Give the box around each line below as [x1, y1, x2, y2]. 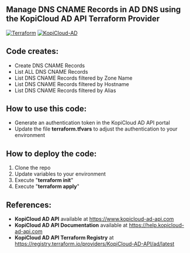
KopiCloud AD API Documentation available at [14, 222, 128, 229]
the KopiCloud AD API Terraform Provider [6, 14, 160, 24]
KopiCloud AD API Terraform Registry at [14, 234, 114, 241]
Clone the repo [14, 164, 51, 172]
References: [6, 200, 51, 210]
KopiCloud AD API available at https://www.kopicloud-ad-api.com [14, 216, 174, 223]
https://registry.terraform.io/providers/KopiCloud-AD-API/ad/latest [14, 240, 175, 248]
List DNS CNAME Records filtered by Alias [14, 87, 116, 94]
